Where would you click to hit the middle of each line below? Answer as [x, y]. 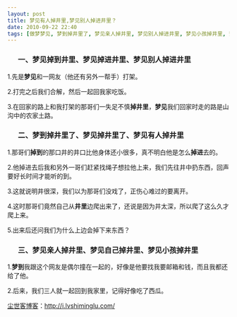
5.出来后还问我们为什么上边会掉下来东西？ [69, 230]
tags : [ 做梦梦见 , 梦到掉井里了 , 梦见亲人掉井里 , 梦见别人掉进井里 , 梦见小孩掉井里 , [117, 34]
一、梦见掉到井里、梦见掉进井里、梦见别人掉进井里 [104, 59]
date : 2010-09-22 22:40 [42, 27]
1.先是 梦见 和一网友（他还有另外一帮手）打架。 [74, 76]
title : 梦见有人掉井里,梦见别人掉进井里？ [62, 21]
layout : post [26, 14]
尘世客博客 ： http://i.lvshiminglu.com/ [61, 306]
